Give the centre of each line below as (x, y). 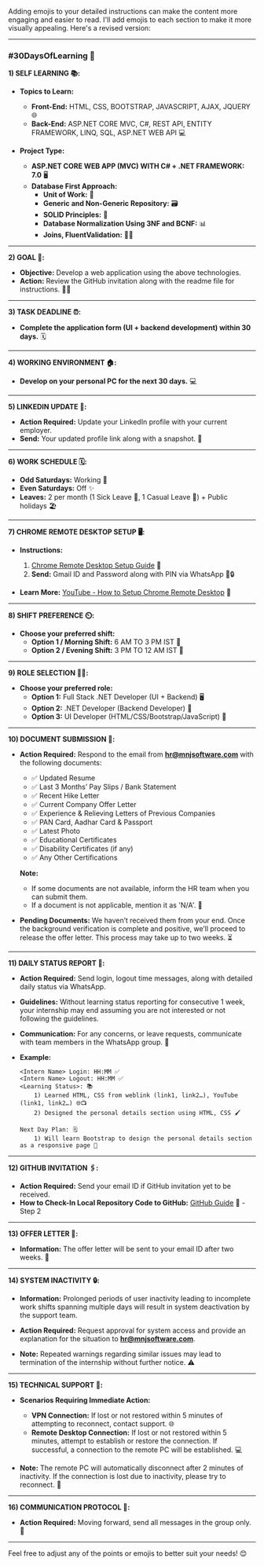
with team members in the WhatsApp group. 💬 (94, 1042)
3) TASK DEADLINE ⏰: (44, 312)
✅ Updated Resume (63, 778)
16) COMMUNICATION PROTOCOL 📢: (69, 1507)
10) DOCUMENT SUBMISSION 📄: (62, 739)
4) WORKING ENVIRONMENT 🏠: (62, 363)
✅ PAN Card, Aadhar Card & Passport (92, 822)
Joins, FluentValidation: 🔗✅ (88, 235)
